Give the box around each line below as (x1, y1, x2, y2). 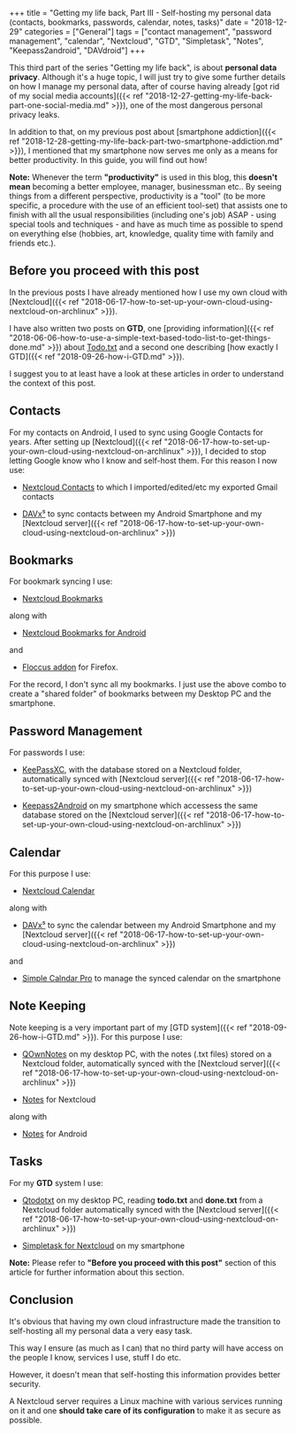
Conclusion (9, 1292, 74, 1307)
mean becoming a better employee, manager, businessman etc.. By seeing (9, 182, 283, 191)
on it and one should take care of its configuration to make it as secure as (9, 1405, 281, 1415)
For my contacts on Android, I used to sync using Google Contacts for (9, 427, 263, 438)
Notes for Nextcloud (21, 1094, 96, 1105)
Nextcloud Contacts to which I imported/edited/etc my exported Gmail (21, 482, 278, 492)
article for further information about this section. (9, 1267, 185, 1277)
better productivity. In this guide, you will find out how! (9, 155, 208, 165)
